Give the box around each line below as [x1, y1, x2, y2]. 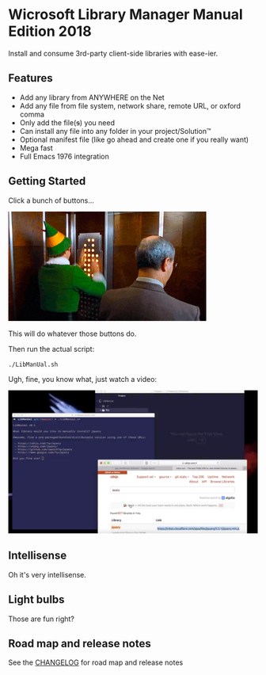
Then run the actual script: [8, 344, 95, 353]
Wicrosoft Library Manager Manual [8, 6, 243, 24]
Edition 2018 [8, 22, 93, 40]
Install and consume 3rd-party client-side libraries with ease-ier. [8, 48, 218, 58]
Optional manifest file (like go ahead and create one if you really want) [19, 135, 249, 144]
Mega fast [19, 143, 53, 152]
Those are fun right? [8, 614, 75, 624]
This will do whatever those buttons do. [8, 329, 137, 338]
